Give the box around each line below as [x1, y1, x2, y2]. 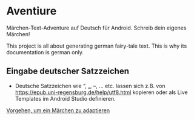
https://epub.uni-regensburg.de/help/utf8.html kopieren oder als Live [15, 89, 188, 96]
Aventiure [6, 4, 57, 18]
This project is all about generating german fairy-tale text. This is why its [6, 42, 187, 49]
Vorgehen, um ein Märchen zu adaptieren [6, 107, 110, 114]
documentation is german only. [6, 48, 84, 55]
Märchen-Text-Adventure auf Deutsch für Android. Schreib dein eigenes [6, 24, 187, 31]
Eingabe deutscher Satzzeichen [6, 66, 129, 77]
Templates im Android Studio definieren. [15, 95, 116, 102]
